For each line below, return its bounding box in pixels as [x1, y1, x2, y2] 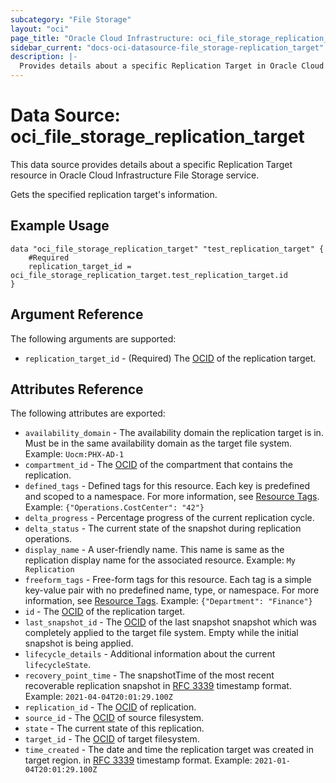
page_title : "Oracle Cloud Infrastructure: [10, 33, 195, 43]
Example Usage [10, 217, 110, 235]
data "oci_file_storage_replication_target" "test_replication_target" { [10, 244, 325, 254]
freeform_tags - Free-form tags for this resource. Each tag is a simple [24, 574, 312, 586]
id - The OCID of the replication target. [24, 606, 186, 618]
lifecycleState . [24, 659, 92, 671]
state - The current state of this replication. [24, 722, 205, 735]
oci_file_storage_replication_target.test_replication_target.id [10, 270, 288, 280]
